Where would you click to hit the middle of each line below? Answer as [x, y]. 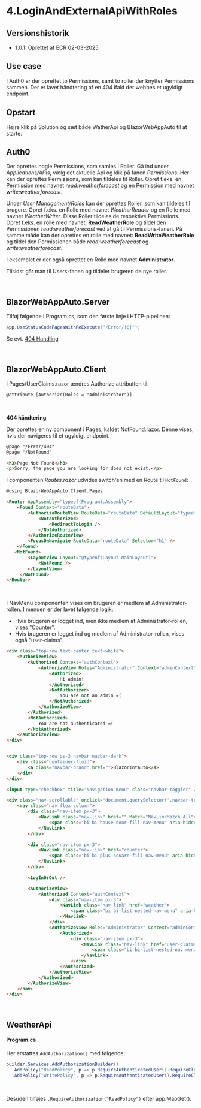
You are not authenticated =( [76, 724]
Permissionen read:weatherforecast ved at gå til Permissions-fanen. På [94, 229]
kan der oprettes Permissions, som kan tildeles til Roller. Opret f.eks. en [94, 179]
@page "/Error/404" [31, 447]
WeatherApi [29, 1024]
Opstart [21, 112]
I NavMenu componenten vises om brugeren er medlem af [78, 603]
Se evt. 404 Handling [32, 339]
